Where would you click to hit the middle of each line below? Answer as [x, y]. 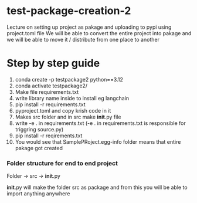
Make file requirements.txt [47, 92]
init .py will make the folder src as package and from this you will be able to [97, 187]
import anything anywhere [38, 194]
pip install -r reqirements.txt [49, 136]
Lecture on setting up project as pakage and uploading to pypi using [89, 27]
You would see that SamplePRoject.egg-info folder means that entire [98, 141]
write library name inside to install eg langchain [72, 98]
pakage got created [39, 148]
